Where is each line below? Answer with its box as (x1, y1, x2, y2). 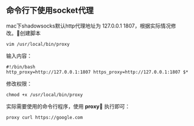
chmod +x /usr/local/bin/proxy (6, 91, 83, 98)
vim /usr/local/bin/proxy (6, 41, 70, 47)
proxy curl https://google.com (6, 114, 83, 120)
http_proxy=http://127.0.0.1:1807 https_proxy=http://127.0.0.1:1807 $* (6, 69, 189, 75)
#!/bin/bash (6, 64, 35, 70)
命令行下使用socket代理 (6, 5, 94, 16)
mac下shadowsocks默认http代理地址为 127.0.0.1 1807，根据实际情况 (6, 22, 171, 29)
